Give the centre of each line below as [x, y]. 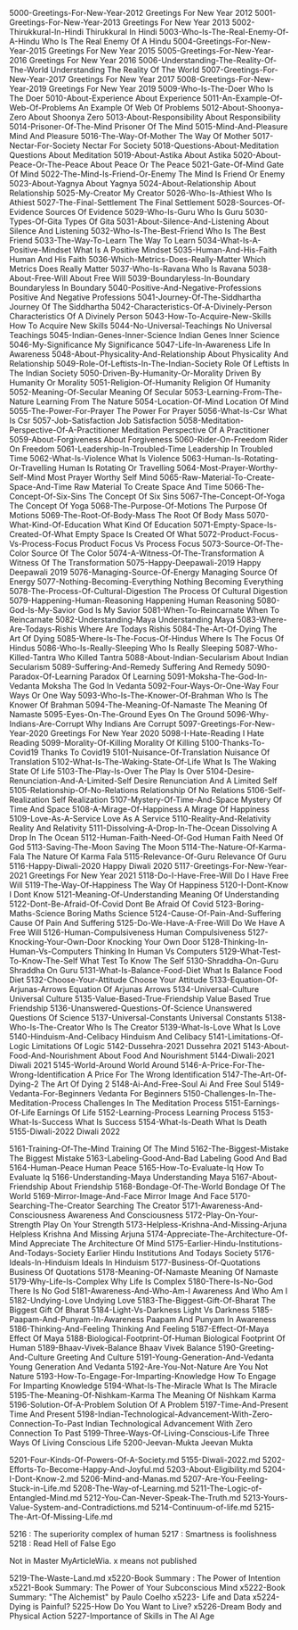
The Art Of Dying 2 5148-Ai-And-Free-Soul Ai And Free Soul [151, 1084]
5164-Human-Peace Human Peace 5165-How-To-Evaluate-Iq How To [137, 1167]
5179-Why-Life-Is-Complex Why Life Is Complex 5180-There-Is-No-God [141, 1281]
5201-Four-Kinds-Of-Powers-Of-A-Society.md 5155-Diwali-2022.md [135, 1460]
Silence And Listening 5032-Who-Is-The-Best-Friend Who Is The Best [138, 231]
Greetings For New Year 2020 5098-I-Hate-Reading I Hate [157, 733]
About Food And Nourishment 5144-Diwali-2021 [186, 1055]
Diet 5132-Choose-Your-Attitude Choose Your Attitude [108, 980]
